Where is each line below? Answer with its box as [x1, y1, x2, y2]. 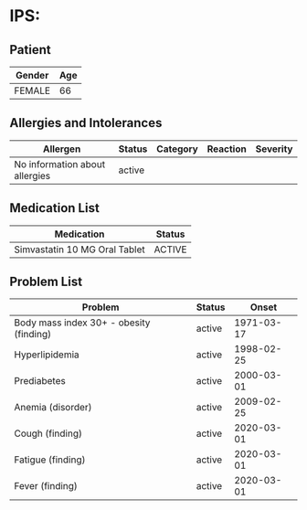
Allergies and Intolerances [9, 115, 163, 131]
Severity [255, 143, 293, 155]
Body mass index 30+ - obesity [14, 316, 151, 329]
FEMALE [14, 84, 51, 97]
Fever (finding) [14, 480, 78, 493]
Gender [15, 69, 49, 81]
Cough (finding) [14, 427, 82, 440]
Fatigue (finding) [14, 453, 86, 466]
